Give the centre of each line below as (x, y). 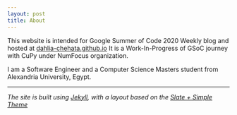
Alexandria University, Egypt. (49, 77)
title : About (26, 20)
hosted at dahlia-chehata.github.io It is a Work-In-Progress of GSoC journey (117, 48)
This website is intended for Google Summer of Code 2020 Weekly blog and (118, 40)
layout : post (26, 14)
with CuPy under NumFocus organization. (68, 55)
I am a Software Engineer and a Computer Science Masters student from (113, 69)
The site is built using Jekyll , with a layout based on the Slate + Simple (110, 97)
